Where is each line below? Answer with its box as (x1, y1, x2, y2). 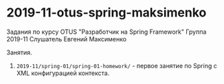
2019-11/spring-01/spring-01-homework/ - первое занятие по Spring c (16, 61, 217, 70)
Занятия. (6, 48, 32, 56)
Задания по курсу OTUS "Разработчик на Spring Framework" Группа (6, 28, 207, 36)
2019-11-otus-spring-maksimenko (6, 5, 207, 21)
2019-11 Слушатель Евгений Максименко (6, 34, 127, 43)
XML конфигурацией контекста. (16, 69, 110, 77)
